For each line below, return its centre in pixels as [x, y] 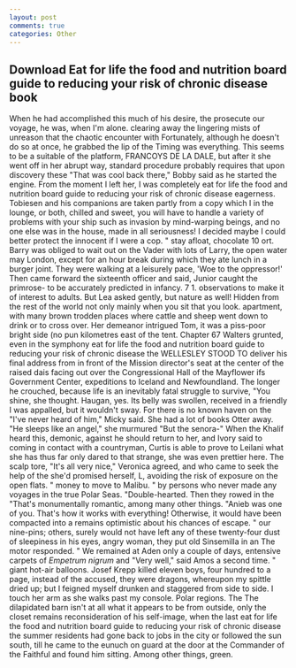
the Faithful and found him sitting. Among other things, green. [121, 655]
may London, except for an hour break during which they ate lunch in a [138, 260]
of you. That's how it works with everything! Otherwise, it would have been [145, 513]
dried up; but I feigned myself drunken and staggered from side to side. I [141, 588]
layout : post [33, 17]
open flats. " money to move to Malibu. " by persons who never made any [143, 485]
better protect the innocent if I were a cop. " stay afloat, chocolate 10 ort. [142, 241]
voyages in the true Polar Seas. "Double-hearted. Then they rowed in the [142, 495]
